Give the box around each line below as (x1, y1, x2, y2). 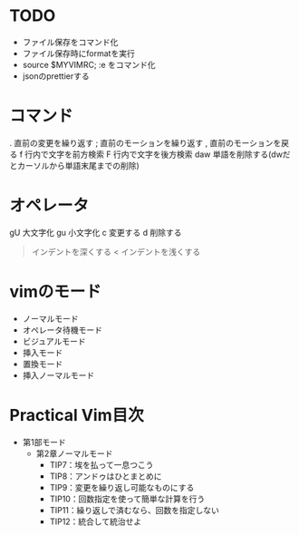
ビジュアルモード (22, 336, 86, 346)
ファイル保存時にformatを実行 (22, 47, 136, 59)
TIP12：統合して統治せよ (49, 516, 142, 527)
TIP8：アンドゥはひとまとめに (49, 471, 162, 481)
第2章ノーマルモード (35, 448, 113, 459)
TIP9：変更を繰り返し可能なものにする (49, 481, 195, 492)
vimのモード (9, 282, 101, 302)
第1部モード (22, 436, 66, 447)
